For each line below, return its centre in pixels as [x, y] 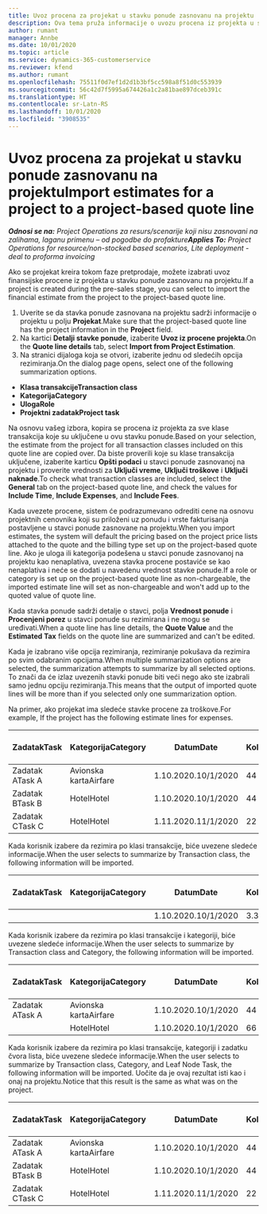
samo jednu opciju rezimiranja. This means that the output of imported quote [132, 685]
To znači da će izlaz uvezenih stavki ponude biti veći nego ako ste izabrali [129, 677]
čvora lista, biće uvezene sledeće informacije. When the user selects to [124, 1056]
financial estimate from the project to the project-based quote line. [117, 297]
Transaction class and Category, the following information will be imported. [131, 952]
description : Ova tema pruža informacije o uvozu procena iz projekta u [131, 23]
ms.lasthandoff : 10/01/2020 [55, 112]
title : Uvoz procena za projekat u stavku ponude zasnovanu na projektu [131, 16]
